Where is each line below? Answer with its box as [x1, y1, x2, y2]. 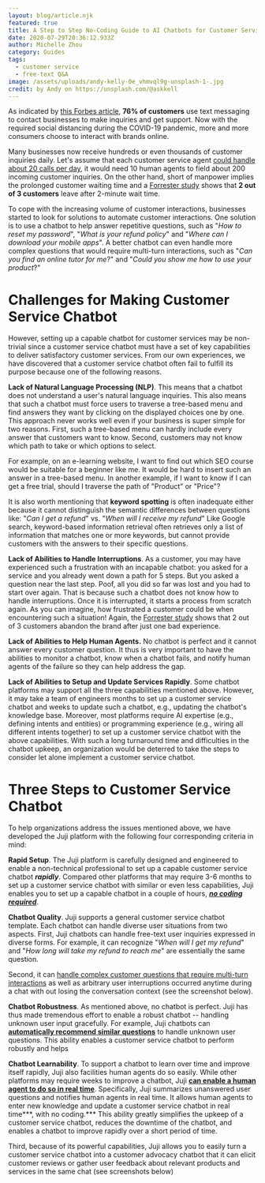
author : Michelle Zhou [8, 41, 83, 49]
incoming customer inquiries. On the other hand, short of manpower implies [8, 172, 255, 182]
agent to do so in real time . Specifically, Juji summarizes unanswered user [8, 1084, 251, 1094]
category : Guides [8, 48, 65, 56]
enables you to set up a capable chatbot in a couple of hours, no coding [8, 889, 243, 899]
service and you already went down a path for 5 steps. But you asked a [8, 571, 239, 580]
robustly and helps [8, 1044, 69, 1053]
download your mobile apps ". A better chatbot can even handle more [8, 238, 233, 247]
